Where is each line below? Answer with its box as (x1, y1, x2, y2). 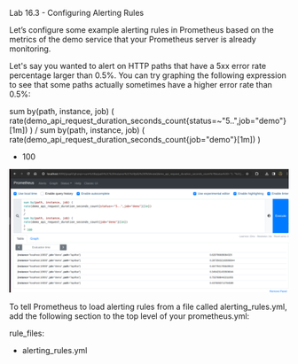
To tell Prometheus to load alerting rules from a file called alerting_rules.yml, (9, 301, 287, 313)
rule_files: (9, 328, 45, 339)
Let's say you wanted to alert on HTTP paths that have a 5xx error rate (9, 61, 267, 71)
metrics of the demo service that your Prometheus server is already (9, 35, 257, 44)
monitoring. (9, 43, 51, 54)
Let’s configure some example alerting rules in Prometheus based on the (9, 25, 275, 35)
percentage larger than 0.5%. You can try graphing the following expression (9, 70, 286, 81)
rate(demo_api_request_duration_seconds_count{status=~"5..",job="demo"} (9, 115, 286, 126)
